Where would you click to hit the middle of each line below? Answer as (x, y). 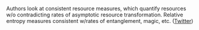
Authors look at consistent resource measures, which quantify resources (96, 9)
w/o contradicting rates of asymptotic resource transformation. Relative (95, 15)
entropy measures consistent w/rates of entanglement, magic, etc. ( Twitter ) (100, 21)
